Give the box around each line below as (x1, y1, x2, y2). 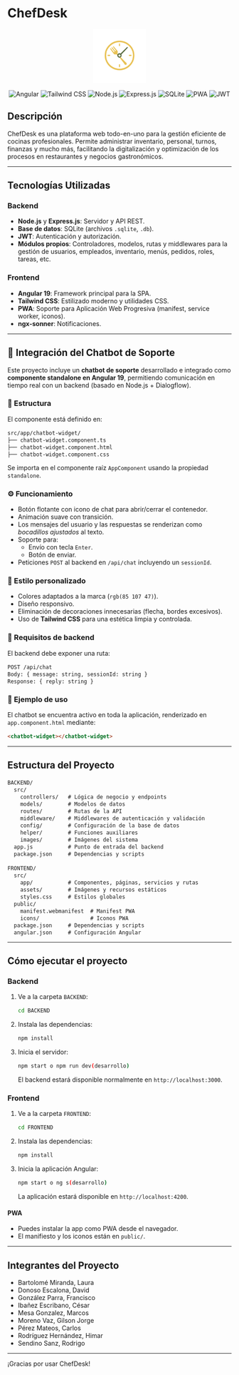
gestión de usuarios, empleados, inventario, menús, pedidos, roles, (17, 248, 215, 256)
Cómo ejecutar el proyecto (7, 955, 128, 968)
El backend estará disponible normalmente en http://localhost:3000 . (17, 1075, 223, 1084)
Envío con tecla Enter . (28, 543, 93, 552)
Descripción (7, 111, 63, 123)
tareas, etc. (17, 255, 51, 263)
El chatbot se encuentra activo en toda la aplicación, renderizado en (7, 711, 207, 719)
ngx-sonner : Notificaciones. (17, 319, 102, 328)
